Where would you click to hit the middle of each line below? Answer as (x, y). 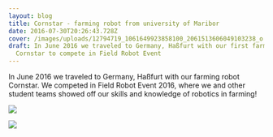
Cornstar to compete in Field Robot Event (89, 54)
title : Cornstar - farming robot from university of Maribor (114, 24)
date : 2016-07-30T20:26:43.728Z (63, 31)
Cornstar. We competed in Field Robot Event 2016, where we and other (127, 85)
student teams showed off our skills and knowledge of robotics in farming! (133, 94)
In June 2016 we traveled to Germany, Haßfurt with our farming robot (124, 77)
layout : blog (30, 16)
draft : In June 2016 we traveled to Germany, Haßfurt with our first (129, 46)
